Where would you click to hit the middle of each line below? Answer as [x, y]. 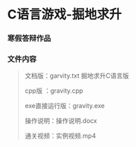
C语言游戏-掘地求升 [64, 14]
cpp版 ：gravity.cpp [54, 91]
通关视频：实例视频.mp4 [60, 136]
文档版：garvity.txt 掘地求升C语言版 [77, 76]
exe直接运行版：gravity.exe [64, 106]
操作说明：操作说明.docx [61, 121]
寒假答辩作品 [29, 38]
